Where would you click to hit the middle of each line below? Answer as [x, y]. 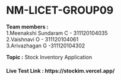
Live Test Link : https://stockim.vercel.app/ [60, 71]
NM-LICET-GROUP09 [60, 10]
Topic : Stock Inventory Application [49, 57]
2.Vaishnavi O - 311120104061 [42, 39]
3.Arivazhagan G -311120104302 [46, 46]
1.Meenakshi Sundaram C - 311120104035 [57, 33]
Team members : [27, 27]
